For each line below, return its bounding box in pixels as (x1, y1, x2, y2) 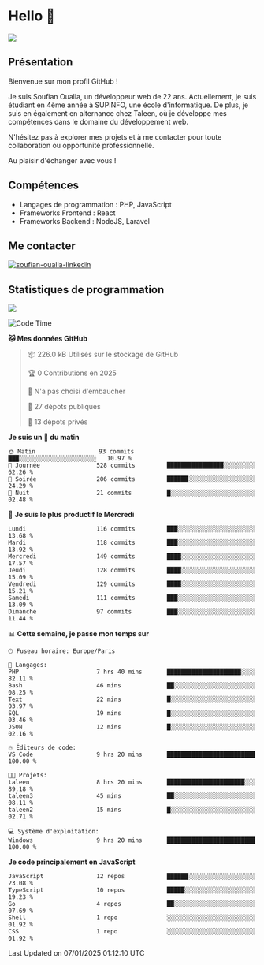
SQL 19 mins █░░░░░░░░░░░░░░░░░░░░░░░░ (8, 710, 256, 717)
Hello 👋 (8, 7, 55, 25)
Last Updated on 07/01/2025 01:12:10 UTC (8, 948, 145, 958)
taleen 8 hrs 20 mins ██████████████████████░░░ (8, 778, 256, 787)
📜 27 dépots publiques (27, 402, 101, 412)
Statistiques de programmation (8, 283, 165, 296)
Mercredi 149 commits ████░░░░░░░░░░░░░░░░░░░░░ (8, 553, 256, 561)
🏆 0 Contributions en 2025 (27, 368, 117, 378)
